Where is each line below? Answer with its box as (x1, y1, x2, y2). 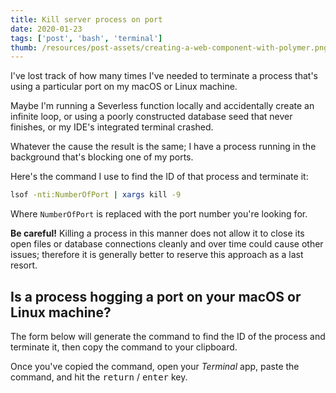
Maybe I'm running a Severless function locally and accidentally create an (10, 100, 315, 112)
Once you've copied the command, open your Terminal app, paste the (10, 360, 300, 372)
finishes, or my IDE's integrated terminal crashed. (10, 121, 214, 133)
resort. (10, 259, 38, 271)
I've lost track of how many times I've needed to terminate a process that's (10, 70, 318, 82)
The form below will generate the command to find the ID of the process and (10, 330, 326, 342)
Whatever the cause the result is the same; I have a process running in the (10, 141, 317, 153)
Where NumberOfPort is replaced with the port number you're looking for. (10, 208, 308, 220)
